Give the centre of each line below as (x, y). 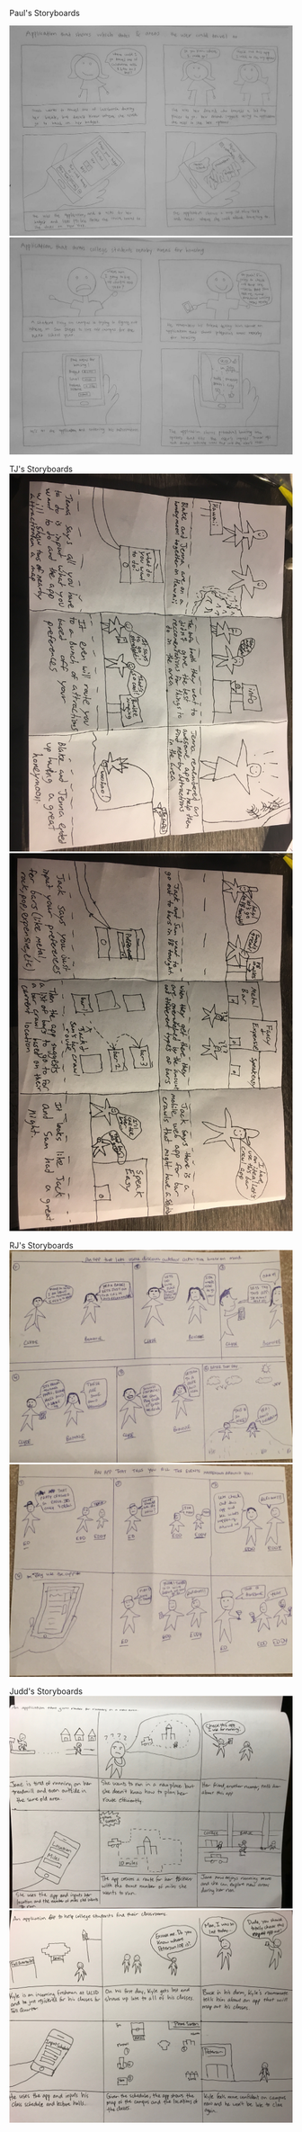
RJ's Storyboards (41, 1246)
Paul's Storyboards (45, 13)
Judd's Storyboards (46, 1691)
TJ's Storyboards (41, 469)
